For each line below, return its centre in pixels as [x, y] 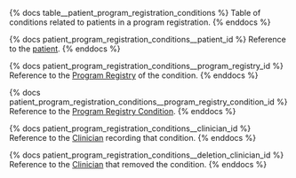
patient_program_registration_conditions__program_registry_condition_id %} [148, 102]
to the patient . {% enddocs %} [65, 49]
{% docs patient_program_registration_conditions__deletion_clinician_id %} [147, 155]
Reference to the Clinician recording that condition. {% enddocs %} [132, 138]
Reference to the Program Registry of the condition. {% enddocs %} [134, 75]
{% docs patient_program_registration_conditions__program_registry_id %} [147, 66]
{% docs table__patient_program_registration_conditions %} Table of [135, 13]
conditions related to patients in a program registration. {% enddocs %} [140, 22]
